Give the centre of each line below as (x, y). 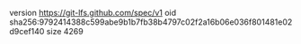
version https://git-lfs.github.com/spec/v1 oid (93, 13)
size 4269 (65, 31)
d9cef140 (27, 31)
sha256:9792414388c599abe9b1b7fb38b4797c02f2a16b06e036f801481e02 (151, 22)
